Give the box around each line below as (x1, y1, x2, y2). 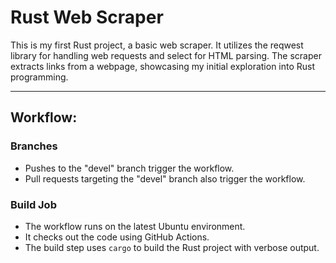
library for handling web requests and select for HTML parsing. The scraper (10, 49, 322, 61)
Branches (10, 139, 58, 153)
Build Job (10, 197, 57, 211)
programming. (10, 71, 69, 83)
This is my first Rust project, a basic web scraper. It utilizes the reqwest (10, 39, 304, 51)
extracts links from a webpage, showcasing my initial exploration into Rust (10, 60, 316, 72)
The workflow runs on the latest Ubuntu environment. (24, 220, 246, 232)
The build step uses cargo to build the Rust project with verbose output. (24, 241, 320, 253)
